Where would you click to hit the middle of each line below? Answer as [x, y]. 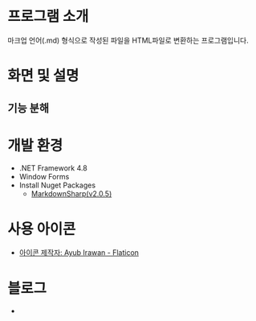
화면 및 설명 [43, 76]
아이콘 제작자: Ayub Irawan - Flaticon [79, 253]
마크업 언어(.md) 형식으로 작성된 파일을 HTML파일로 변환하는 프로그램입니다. [128, 40]
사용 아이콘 [42, 229]
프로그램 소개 [48, 16]
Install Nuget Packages [57, 185]
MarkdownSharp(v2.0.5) [71, 194]
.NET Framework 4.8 [53, 168]
